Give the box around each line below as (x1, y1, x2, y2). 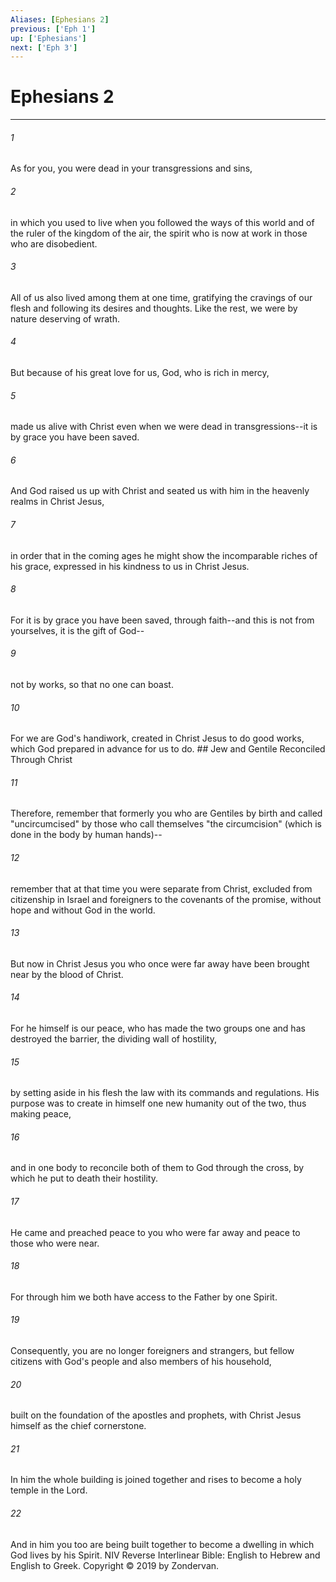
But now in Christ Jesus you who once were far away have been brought (10, 957, 310, 970)
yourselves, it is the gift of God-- (10, 624, 145, 636)
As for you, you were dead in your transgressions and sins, (10, 162, 253, 175)
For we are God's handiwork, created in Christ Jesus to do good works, (10, 732, 305, 745)
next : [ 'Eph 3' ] (10, 42, 78, 53)
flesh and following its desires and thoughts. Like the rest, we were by (10, 302, 298, 314)
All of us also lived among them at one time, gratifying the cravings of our (10, 291, 313, 303)
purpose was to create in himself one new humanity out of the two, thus (10, 1097, 307, 1110)
